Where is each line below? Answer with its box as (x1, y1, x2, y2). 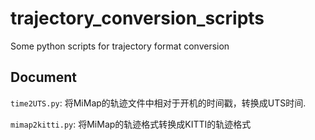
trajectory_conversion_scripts (10, 7, 265, 30)
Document (10, 69, 77, 86)
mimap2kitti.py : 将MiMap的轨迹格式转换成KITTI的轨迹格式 (10, 118, 252, 130)
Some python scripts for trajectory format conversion (10, 40, 230, 52)
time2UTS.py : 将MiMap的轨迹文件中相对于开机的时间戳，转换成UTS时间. (10, 97, 307, 109)
